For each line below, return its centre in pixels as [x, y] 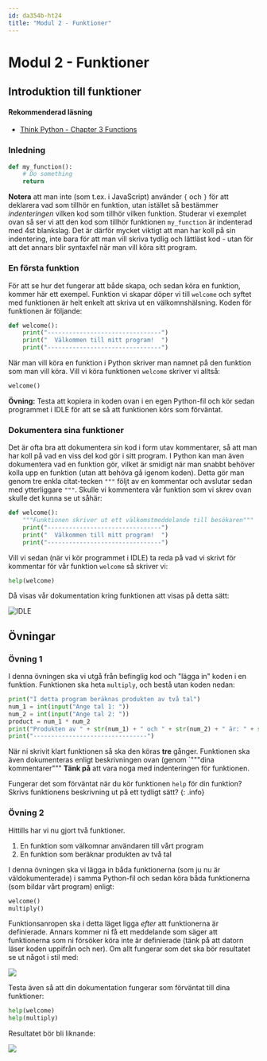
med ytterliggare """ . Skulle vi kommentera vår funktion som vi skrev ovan [130, 490]
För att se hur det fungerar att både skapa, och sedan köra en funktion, [124, 285]
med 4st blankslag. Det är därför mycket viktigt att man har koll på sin [122, 231]
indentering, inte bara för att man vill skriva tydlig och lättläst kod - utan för [131, 239]
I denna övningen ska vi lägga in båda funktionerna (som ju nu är [114, 869]
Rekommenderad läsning [50, 111]
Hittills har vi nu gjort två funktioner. [67, 830]
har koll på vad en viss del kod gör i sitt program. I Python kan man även [126, 456]
